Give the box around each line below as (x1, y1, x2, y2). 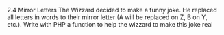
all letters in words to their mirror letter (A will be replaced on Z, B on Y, (7, 13, 208, 21)
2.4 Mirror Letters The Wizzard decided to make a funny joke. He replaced (7, 6, 217, 14)
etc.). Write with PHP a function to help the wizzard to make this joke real (7, 21, 213, 28)
